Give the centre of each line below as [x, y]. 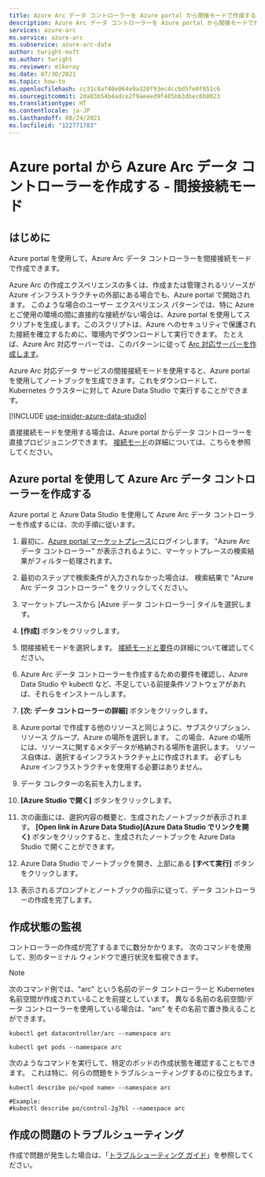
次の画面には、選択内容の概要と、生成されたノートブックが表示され [131, 817]
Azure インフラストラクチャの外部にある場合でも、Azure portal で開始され [130, 294]
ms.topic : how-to [37, 81]
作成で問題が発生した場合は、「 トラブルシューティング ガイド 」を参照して [129, 1155]
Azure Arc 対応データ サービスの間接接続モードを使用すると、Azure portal [129, 371]
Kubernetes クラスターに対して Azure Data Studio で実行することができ [125, 390]
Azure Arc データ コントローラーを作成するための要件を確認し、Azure [134, 674]
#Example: [25, 1102]
